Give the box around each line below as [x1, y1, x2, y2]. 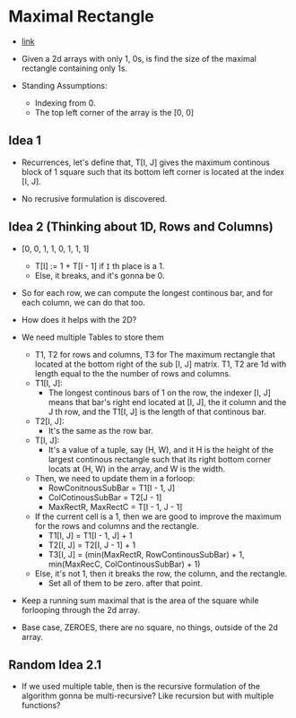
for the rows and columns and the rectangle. [34, 520, 199, 531]
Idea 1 [8, 133, 42, 149]
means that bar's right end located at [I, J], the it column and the [48, 396, 287, 407]
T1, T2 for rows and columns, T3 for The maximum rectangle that [34, 349, 275, 359]
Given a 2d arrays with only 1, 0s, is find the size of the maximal [21, 53, 257, 64]
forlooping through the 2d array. [21, 604, 141, 615]
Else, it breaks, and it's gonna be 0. [34, 270, 165, 281]
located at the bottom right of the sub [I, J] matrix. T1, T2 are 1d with [34, 359, 287, 369]
